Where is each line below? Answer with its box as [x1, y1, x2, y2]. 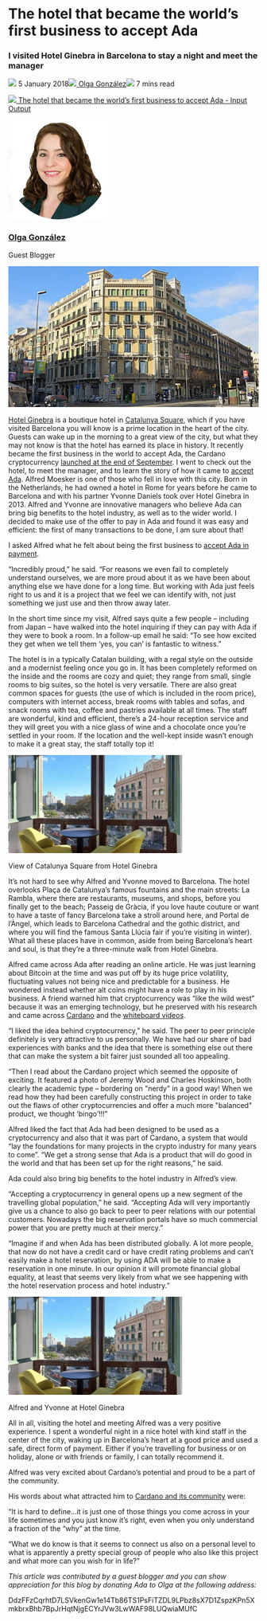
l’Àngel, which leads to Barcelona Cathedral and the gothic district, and [8, 919, 240, 929]
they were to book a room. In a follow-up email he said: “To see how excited [8, 631, 257, 640]
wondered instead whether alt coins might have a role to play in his [8, 985, 228, 995]
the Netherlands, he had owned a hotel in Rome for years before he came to [8, 483, 257, 492]
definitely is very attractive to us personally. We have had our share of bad [8, 1035, 252, 1044]
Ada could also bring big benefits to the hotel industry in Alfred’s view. [8, 1174, 238, 1184]
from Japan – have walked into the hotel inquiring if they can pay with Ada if [8, 622, 257, 632]
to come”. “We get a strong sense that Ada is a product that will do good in [8, 1150, 253, 1160]
